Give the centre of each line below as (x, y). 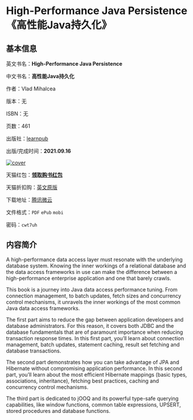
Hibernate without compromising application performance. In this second (94, 368)
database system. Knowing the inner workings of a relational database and (96, 266)
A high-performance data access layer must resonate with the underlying (94, 259)
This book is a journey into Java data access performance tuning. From (92, 289)
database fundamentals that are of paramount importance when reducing (94, 332)
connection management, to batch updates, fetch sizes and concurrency (94, 296)
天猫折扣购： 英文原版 (32, 187)
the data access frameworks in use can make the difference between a (92, 272)
